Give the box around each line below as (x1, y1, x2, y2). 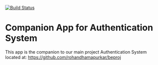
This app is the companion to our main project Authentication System (5, 49, 147, 55)
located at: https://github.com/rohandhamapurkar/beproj (5, 54, 121, 60)
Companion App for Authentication (5, 22, 153, 33)
